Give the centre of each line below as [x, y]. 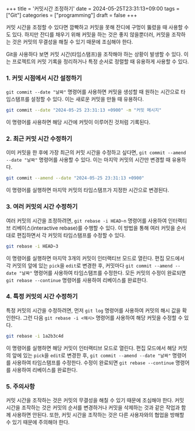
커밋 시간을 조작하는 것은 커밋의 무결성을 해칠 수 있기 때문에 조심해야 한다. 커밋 [95, 400]
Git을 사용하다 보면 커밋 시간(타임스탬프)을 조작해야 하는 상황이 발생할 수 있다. [94, 54]
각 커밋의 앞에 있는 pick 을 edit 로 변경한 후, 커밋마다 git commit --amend [89, 265]
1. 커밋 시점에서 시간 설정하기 [44, 78]
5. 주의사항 [20, 386]
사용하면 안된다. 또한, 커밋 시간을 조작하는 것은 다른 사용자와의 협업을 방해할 [98, 415]
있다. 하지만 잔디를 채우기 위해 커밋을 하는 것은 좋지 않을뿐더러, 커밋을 [91, 34]
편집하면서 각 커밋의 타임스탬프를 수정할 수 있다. [71, 235]
